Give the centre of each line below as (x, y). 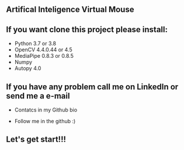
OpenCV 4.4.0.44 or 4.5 (44, 50)
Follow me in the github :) (45, 121)
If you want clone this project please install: (87, 29)
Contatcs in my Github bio (46, 110)
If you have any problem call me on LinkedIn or (92, 87)
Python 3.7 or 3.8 (35, 44)
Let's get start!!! (36, 139)
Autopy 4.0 (28, 68)
